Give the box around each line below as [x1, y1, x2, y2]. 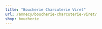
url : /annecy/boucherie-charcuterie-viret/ [5, 12, 97, 17]
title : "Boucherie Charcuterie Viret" [5, 7, 86, 12]
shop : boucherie [5, 16, 39, 21]
